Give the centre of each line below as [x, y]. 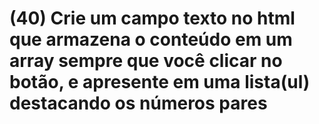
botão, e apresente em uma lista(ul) [160, 82]
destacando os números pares [138, 103]
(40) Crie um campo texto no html [152, 18]
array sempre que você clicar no [146, 61]
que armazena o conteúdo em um [151, 39]
